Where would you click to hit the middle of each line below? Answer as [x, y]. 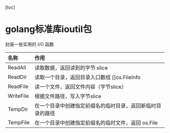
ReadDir [17, 77]
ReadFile [18, 86]
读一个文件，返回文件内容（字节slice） [81, 86]
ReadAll [17, 67]
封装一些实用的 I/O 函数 [30, 44]
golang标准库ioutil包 [49, 29]
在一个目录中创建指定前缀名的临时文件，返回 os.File [96, 122]
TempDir [18, 109]
